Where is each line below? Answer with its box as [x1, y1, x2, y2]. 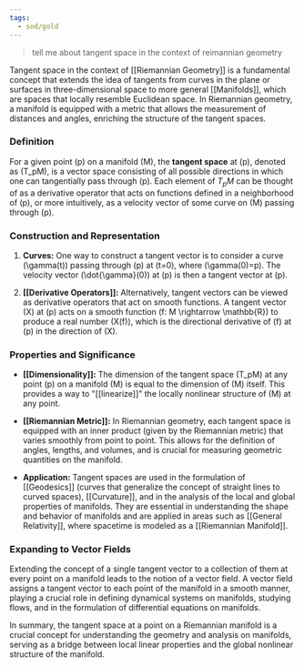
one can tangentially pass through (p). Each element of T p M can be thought [9, 175, 294, 188]
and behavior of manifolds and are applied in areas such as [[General [22, 510, 282, 521]
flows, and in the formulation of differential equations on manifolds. [9, 602, 261, 613]
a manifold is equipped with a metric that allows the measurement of [9, 103, 267, 114]
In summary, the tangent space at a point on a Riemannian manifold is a [9, 620, 278, 631]
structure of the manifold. [9, 649, 105, 660]
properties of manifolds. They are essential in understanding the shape [22, 501, 289, 512]
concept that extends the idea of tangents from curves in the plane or [9, 74, 270, 85]
